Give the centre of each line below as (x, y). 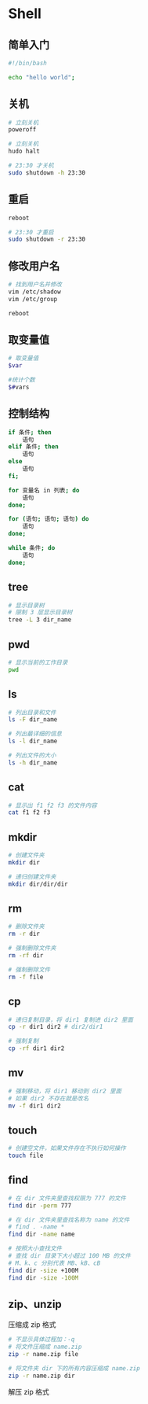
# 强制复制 (23, 1041)
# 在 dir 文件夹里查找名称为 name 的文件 (69, 1220)
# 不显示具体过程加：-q (42, 1340)
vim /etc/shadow (34, 292)
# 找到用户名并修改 (35, 285)
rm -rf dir (26, 956)
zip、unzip (35, 1304)
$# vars (19, 387)
